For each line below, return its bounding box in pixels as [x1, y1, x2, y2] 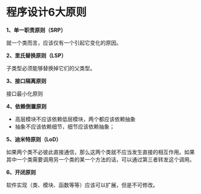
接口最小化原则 [6, 90, 43, 97]
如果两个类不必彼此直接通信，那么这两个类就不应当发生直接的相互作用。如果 [6, 148, 195, 156]
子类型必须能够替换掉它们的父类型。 [6, 64, 96, 72]
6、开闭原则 [6, 168, 36, 175]
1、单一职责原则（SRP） [6, 26, 66, 34]
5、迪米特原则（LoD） [6, 135, 62, 143]
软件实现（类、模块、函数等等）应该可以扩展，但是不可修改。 [6, 181, 159, 189]
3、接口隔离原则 [6, 77, 47, 84]
